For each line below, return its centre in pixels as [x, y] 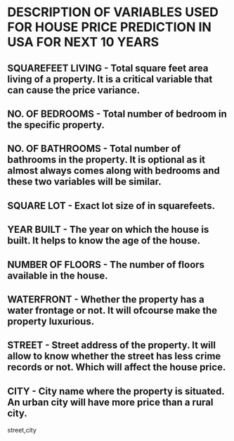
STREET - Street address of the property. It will [112, 345]
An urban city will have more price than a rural [110, 402]
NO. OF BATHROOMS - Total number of [94, 149]
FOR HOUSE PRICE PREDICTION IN [110, 27]
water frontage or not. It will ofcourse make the [112, 310]
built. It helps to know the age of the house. [104, 241]
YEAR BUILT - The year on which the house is [108, 230]
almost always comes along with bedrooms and [113, 171]
